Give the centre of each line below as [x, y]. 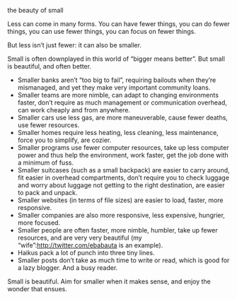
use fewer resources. [48, 125]
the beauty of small [35, 10]
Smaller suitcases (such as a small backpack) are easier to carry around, [123, 170]
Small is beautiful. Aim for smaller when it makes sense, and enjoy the [109, 281]
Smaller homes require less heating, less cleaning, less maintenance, [118, 133]
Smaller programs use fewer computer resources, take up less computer [123, 147]
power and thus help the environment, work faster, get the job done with [123, 155]
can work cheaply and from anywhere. [74, 110]
